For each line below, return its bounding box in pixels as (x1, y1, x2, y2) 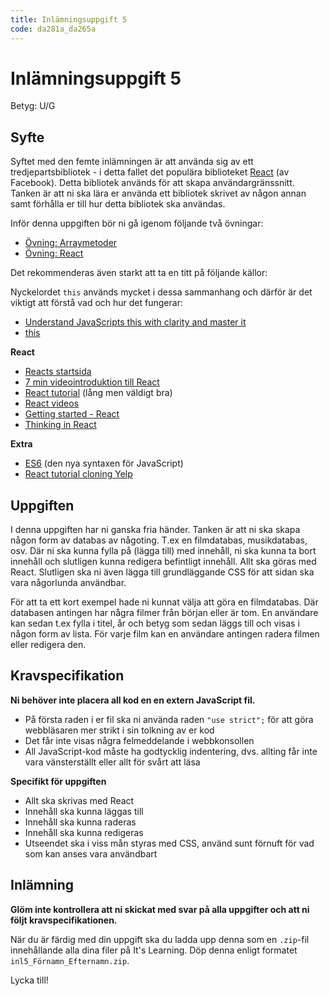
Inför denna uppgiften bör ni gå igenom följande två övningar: (10, 217, 264, 230)
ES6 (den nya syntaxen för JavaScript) (24, 457, 184, 470)
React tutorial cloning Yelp (24, 468, 133, 480)
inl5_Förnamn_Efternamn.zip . (10, 954, 130, 966)
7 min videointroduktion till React (24, 376, 160, 388)
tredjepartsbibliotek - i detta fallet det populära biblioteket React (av (10, 166, 290, 178)
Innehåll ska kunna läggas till (24, 805, 144, 817)
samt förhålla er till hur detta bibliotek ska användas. (10, 198, 226, 210)
